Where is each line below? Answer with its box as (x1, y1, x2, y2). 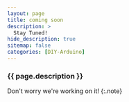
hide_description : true (7, 36, 76, 43)
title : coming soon (7, 17, 64, 23)
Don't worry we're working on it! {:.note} (7, 87, 123, 95)
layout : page (7, 10, 45, 17)
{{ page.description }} (7, 71, 83, 81)
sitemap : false (7, 42, 51, 49)
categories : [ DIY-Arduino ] (7, 49, 85, 56)
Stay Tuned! (13, 29, 49, 37)
